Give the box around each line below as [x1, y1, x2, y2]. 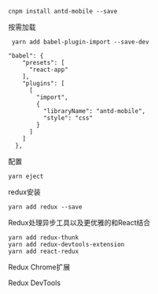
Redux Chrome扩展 [8, 262, 71, 272]
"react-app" [28, 66, 68, 73]
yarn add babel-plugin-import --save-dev [11, 38, 149, 46]
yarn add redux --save [8, 203, 83, 211]
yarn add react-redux [8, 247, 79, 255]
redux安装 [8, 187, 41, 197]
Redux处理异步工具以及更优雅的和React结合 [8, 218, 151, 227]
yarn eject [8, 172, 44, 180]
